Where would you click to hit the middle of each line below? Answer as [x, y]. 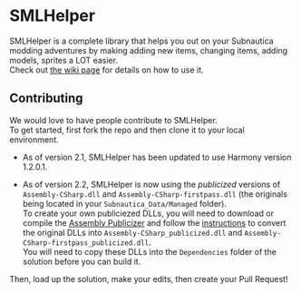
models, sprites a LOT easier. [63, 60]
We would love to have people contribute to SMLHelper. [113, 120]
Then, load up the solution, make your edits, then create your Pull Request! [149, 278]
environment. [34, 139]
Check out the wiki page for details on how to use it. [107, 70]
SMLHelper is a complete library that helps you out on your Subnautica [141, 41]
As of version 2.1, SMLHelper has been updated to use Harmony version [157, 157]
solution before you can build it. [82, 261]
